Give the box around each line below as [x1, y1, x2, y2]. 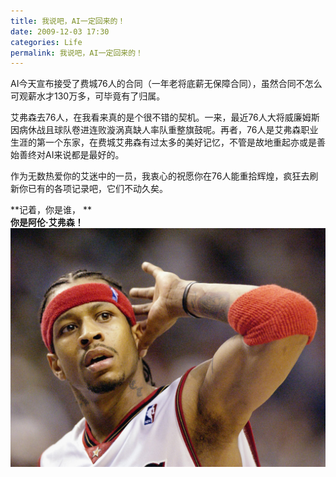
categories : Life [10, 37, 83, 47]
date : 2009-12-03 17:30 [10, 26, 110, 37]
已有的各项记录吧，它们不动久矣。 [27, 183, 168, 195]
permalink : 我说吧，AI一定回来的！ [10, 48, 143, 58]
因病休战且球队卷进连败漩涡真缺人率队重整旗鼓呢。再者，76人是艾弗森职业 [10, 124, 319, 136]
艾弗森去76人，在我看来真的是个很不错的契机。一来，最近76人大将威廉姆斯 [10, 111, 320, 124]
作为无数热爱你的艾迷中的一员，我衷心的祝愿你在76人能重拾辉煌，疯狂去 [10, 170, 310, 182]
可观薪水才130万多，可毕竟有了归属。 [10, 90, 166, 102]
